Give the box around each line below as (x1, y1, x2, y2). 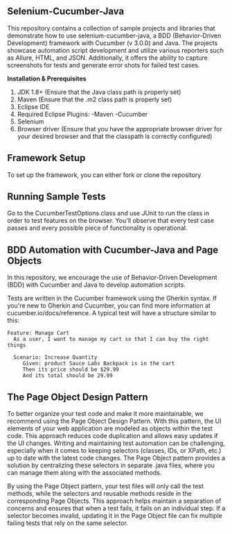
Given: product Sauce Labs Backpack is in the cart (22, 360, 175, 367)
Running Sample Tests (7, 191, 106, 203)
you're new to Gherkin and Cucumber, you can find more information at (7, 301, 211, 310)
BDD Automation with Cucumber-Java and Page (7, 244, 219, 256)
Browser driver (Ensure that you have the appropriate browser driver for (17, 124, 223, 133)
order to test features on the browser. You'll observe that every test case (7, 217, 215, 225)
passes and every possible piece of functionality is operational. (7, 224, 188, 232)
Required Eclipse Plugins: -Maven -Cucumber (17, 110, 148, 118)
